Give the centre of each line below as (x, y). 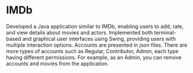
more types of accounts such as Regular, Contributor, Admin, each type (92, 51)
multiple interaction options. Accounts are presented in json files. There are (97, 45)
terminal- (165, 32)
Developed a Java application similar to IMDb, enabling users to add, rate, (95, 26)
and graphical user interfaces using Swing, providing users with (99, 39)
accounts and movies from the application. (58, 63)
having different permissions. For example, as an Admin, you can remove (94, 57)
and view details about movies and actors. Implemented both (80, 32)
